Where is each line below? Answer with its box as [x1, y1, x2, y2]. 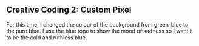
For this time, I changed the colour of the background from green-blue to [6, 21, 189, 28]
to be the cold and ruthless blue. [6, 33, 87, 41]
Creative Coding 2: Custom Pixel [6, 5, 132, 15]
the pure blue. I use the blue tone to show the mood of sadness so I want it [6, 27, 193, 34]
